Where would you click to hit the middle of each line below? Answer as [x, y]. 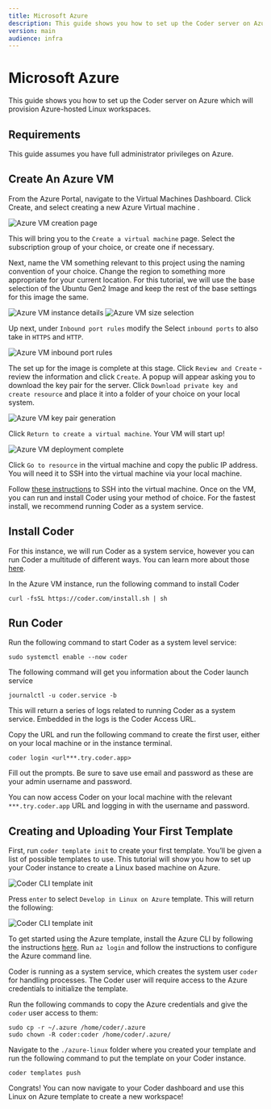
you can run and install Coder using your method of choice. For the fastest [132, 498]
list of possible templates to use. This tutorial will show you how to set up [130, 859]
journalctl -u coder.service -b [63, 696]
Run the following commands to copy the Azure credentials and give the [128, 1004]
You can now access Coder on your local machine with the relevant [120, 797]
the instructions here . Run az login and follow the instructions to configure [133, 948]
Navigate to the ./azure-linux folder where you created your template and [132, 1050]
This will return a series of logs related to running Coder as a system [122, 711]
